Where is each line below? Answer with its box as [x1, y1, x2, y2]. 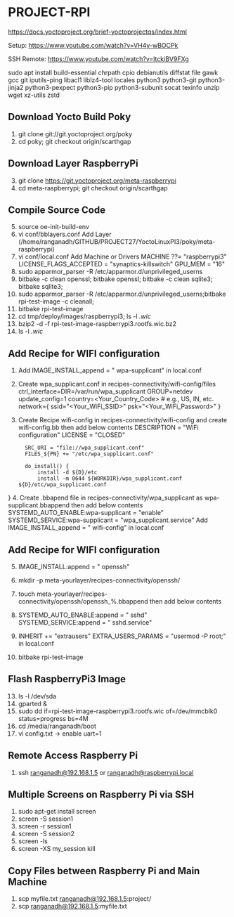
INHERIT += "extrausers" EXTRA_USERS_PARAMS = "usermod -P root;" [18, 632, 226, 640]
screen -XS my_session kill [18, 845, 96, 853]
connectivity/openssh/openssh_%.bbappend [18, 597, 148, 605]
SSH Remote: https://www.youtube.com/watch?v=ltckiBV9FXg [8, 54, 189, 63]
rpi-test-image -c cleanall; [18, 297, 94, 306]
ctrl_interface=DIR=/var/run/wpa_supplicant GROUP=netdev [18, 387, 193, 396]
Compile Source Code [8, 204, 106, 216]
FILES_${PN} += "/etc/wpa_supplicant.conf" [25, 450, 154, 457]
